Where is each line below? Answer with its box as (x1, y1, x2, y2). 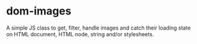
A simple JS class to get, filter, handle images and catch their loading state (6, 24, 191, 31)
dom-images (6, 4, 71, 18)
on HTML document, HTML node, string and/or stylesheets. (6, 30, 154, 37)
